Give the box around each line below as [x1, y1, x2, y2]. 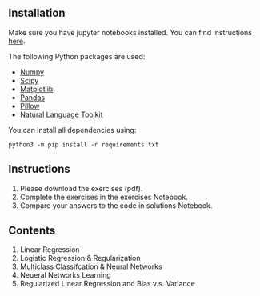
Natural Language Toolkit [19, 110, 103, 119]
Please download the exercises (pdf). [19, 183, 143, 193]
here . [8, 36, 26, 46]
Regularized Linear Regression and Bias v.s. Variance [19, 279, 196, 289]
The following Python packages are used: [8, 51, 146, 61]
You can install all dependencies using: [8, 125, 137, 134]
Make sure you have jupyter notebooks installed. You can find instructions [8, 27, 252, 37]
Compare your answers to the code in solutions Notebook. [19, 200, 213, 210]
